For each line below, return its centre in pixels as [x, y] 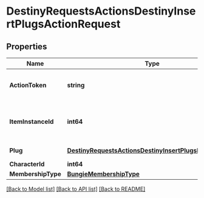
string [76, 85]
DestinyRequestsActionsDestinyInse [101, 11]
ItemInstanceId [32, 121]
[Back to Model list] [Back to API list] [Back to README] [76, 189]
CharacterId [27, 164]
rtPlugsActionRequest [63, 24]
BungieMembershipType [103, 174]
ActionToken [28, 85]
